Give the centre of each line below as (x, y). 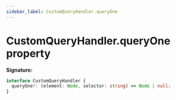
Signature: (19, 70)
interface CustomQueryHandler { (46, 80)
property (28, 53)
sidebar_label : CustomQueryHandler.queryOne (62, 12)
